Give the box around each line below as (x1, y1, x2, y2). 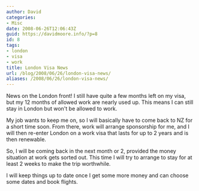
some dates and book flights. (6, 178, 78, 186)
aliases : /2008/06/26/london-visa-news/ (6, 76, 109, 82)
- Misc (6, 20, 23, 26)
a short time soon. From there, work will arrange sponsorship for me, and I (6, 123, 190, 130)
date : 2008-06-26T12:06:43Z (6, 25, 77, 32)
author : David (6, 8, 42, 15)
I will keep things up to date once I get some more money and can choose (6, 172, 189, 179)
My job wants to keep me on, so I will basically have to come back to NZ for (6, 117, 193, 124)
